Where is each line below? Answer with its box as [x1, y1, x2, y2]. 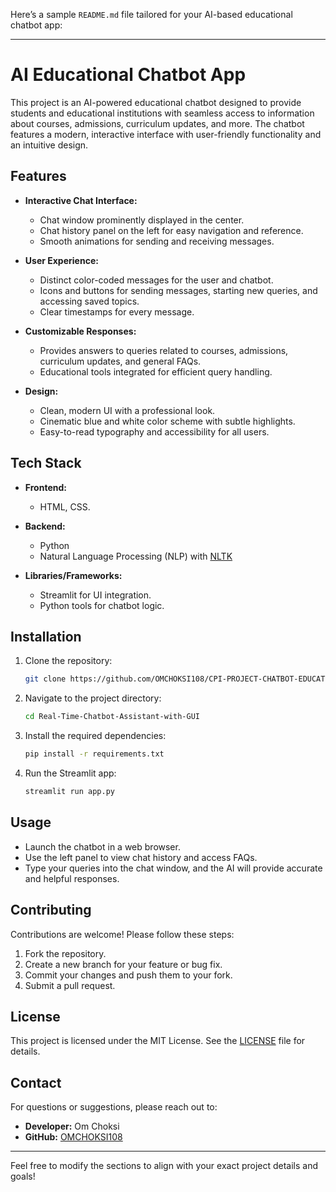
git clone [24, 674, 67, 684]
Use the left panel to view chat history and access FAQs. [24, 851, 258, 863]
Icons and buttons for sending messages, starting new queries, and [39, 284, 318, 296]
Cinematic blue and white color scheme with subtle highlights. [39, 415, 296, 427]
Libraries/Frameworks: [24, 569, 123, 581]
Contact [10, 1074, 62, 1091]
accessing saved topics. [39, 295, 140, 307]
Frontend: [24, 481, 67, 493]
